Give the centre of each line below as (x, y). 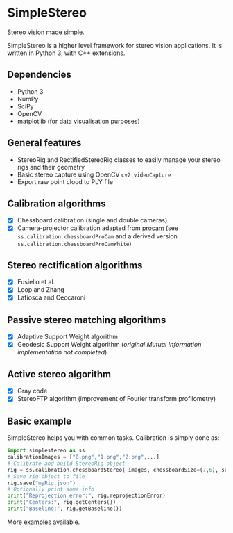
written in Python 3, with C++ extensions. (66, 53)
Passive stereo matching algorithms (87, 320)
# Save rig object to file (46, 476)
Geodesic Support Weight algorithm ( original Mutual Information (109, 345)
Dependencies (39, 75)
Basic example (39, 421)
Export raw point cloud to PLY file (65, 181)
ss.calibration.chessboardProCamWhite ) (74, 243)
